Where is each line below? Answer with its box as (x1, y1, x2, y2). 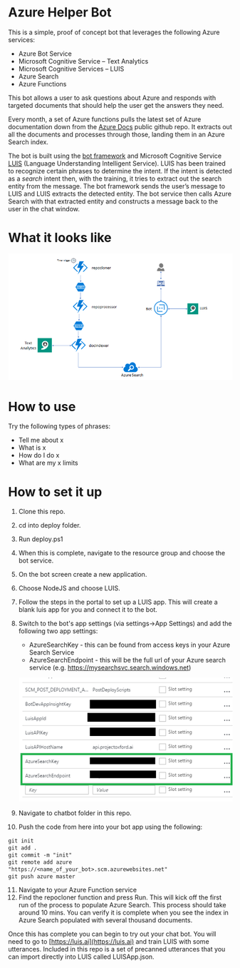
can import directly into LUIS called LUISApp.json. (8, 952, 155, 961)
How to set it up (8, 483, 103, 500)
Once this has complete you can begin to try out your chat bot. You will (8, 929, 216, 939)
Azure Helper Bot (8, 4, 112, 21)
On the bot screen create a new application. (18, 570, 147, 579)
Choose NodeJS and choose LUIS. (18, 584, 120, 593)
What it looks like (8, 230, 113, 246)
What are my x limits (18, 458, 78, 468)
